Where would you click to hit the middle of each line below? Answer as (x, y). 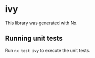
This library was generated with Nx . (41, 23)
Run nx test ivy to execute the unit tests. (48, 50)
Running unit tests (34, 38)
